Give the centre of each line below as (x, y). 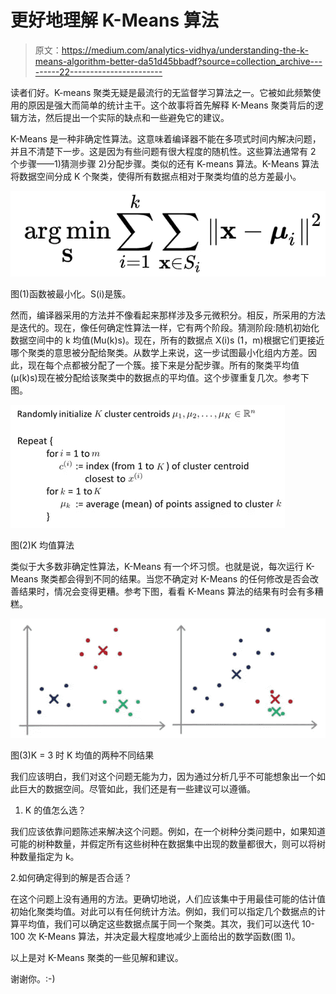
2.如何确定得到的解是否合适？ (71, 877)
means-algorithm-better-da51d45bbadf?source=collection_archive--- (178, 61)
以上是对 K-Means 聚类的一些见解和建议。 (97, 957)
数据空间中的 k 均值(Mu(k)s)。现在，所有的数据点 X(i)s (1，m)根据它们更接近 (167, 340)
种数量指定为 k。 (45, 856)
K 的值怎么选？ (55, 810)
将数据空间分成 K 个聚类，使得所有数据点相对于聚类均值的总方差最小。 (156, 176)
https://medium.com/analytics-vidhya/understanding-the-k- (185, 50)
